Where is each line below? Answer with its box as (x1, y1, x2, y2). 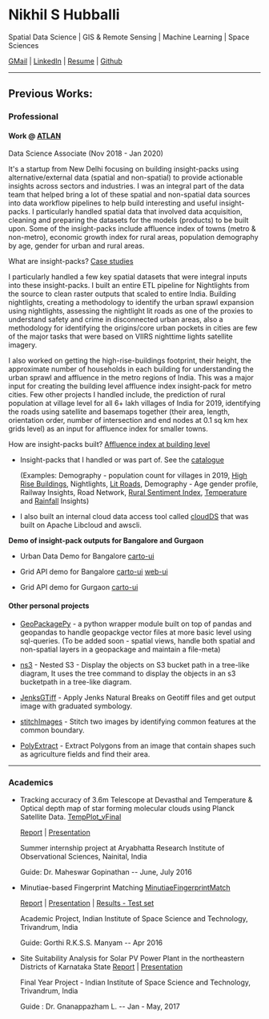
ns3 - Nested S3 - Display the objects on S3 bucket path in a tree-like (19, 660, 250, 669)
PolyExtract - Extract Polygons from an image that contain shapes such (19, 741, 256, 750)
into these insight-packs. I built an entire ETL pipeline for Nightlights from (8, 281, 250, 290)
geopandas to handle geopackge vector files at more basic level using (19, 627, 252, 637)
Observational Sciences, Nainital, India (19, 851, 148, 861)
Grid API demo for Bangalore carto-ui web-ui (19, 567, 168, 577)
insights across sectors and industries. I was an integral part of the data (8, 181, 245, 191)
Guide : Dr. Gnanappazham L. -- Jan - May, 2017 (19, 1001, 180, 1011)
